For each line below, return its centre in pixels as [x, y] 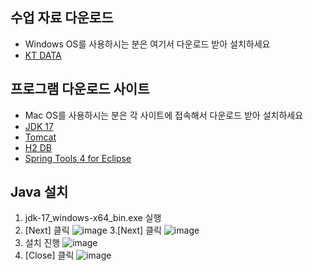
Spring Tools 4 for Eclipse [78, 158]
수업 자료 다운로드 [62, 18]
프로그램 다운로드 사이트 [80, 89]
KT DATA [43, 55]
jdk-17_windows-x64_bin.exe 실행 [93, 218]
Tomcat [40, 137]
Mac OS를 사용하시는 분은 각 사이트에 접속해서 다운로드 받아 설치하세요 [164, 115]
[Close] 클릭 [49, 255]
